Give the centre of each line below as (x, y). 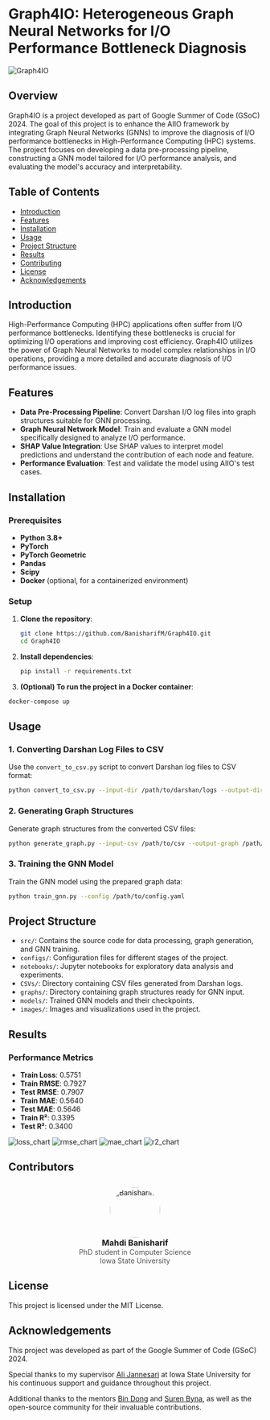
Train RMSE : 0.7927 (53, 1083)
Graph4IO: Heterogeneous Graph (121, 14)
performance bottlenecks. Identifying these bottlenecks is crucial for (122, 333)
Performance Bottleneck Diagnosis (127, 48)
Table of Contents (54, 192)
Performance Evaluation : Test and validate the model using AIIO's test (137, 463)
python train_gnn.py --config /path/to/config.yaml (96, 896)
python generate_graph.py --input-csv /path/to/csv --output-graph (124, 843)
